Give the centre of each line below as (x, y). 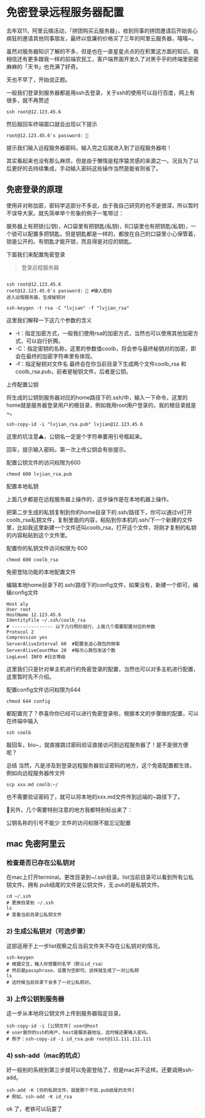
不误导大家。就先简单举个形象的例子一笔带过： (65, 213)
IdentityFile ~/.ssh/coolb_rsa (46, 620)
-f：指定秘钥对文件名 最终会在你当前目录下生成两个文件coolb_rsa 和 (101, 363)
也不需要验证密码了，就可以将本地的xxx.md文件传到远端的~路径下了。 (95, 797)
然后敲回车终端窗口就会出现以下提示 (52, 124)
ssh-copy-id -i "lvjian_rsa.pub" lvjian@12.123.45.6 (75, 424)
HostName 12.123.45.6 (34, 615)
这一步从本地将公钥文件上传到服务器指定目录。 (65, 1013)
